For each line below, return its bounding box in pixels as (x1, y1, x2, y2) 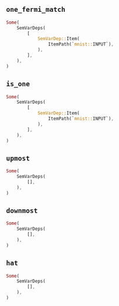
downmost (6, 206, 38, 215)
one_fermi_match (6, 5, 66, 14)
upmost (6, 154, 30, 162)
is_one (6, 80, 30, 88)
